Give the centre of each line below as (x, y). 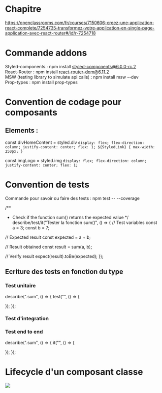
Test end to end (24, 332)
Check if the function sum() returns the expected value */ (70, 217)
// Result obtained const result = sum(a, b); (49, 247)
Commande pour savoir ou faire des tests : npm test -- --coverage (72, 198)
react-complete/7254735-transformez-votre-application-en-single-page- (80, 28)
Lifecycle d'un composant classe (74, 372)
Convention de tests (47, 185)
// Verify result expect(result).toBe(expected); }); (54, 256)
